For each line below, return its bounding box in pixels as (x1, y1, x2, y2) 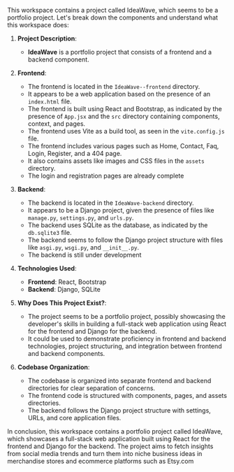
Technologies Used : (17, 264, 77, 272)
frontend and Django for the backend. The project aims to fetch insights (7, 442, 214, 450)
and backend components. (27, 350, 105, 357)
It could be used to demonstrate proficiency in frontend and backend (27, 335, 227, 343)
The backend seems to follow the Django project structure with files (27, 236, 224, 244)
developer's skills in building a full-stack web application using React (27, 320, 227, 328)
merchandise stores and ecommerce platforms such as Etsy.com (7, 457, 194, 465)
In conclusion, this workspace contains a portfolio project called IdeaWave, (7, 427, 223, 436)
